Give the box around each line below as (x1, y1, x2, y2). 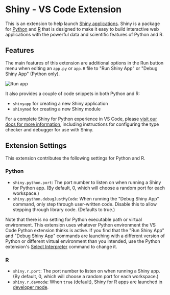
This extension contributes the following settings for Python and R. (5, 155, 145, 161)
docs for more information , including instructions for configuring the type (5, 121, 159, 127)
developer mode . (12, 284, 49, 290)
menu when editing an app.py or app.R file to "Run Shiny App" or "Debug (5, 65, 158, 71)
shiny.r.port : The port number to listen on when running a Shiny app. (12, 268, 160, 274)
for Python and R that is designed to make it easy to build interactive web (5, 26, 159, 32)
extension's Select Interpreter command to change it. (5, 243, 117, 249)
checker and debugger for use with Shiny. (5, 126, 93, 132)
